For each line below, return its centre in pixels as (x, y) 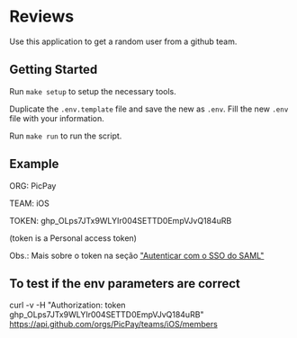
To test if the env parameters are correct (125, 284)
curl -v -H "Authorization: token (67, 305)
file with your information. (57, 118)
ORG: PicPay (33, 185)
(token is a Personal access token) (73, 238)
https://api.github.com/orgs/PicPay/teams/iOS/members (113, 325)
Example (34, 164)
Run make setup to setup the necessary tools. (93, 91)
